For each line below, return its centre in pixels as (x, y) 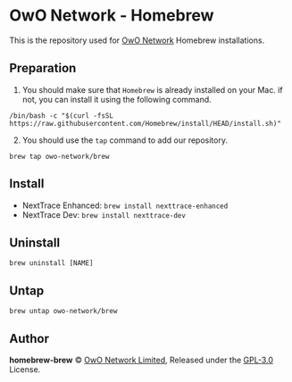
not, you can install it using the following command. (117, 99)
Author (29, 339)
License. (25, 370)
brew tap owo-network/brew (59, 156)
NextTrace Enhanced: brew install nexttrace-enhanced (125, 205)
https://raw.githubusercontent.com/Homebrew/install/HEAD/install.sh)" (145, 123)
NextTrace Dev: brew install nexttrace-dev (104, 214)
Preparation (43, 68)
